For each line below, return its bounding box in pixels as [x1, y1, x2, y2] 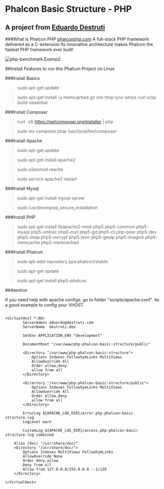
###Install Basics [5, 75, 40, 81]
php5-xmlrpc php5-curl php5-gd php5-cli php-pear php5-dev [31, 229, 157, 235]
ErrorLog [23, 411, 41, 416]
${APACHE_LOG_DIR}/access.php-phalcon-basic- [44, 428, 140, 433]
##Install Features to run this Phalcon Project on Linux [5, 66, 115, 71]
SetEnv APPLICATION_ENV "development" [23, 333, 102, 338]
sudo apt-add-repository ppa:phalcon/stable [17, 259, 108, 264]
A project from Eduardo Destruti [5, 23, 105, 32]
